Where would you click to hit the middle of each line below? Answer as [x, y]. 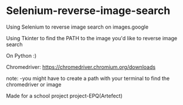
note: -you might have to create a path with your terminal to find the [88, 78]
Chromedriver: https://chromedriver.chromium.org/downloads [81, 67]
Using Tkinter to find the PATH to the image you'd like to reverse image [92, 38]
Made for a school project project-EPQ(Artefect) [65, 96]
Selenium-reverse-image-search [88, 11]
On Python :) [21, 55]
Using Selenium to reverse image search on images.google [77, 27]
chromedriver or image [34, 84]
